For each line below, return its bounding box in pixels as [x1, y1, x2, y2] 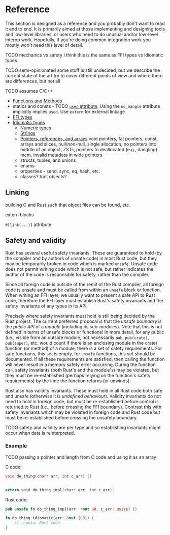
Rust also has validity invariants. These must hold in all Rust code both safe [5, 387, 162, 393]
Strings [20, 130, 36, 136]
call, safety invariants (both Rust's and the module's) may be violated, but [5, 367, 159, 373]
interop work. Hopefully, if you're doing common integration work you [5, 37, 151, 43]
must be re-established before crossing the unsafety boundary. [5, 414, 138, 420]
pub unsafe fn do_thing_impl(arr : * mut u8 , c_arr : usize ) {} [5, 506, 138, 512]
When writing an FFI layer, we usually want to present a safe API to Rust [5, 292, 155, 298]
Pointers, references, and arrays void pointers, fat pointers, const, [20, 135, 158, 142]
